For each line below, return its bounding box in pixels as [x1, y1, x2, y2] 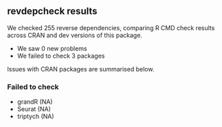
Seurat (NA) [16, 105, 52, 113]
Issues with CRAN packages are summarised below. [7, 65, 155, 73]
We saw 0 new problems [16, 44, 87, 52]
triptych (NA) [16, 113, 54, 121]
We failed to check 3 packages [16, 51, 105, 60]
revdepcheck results [7, 5, 98, 17]
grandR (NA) [16, 97, 53, 106]
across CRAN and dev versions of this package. [7, 31, 143, 39]
